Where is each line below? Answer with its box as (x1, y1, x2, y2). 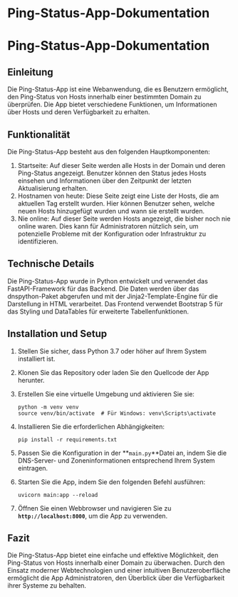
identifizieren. (17, 237, 58, 246)
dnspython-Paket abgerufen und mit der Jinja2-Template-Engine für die (7, 291, 219, 301)
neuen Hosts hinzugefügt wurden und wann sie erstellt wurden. (17, 207, 205, 215)
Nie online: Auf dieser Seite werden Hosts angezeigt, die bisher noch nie (17, 214, 231, 223)
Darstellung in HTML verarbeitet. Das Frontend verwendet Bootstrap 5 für (7, 299, 223, 308)
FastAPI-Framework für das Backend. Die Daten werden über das (7, 284, 200, 293)
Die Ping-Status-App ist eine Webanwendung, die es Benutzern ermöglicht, (7, 85, 229, 94)
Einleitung (7, 66, 53, 78)
